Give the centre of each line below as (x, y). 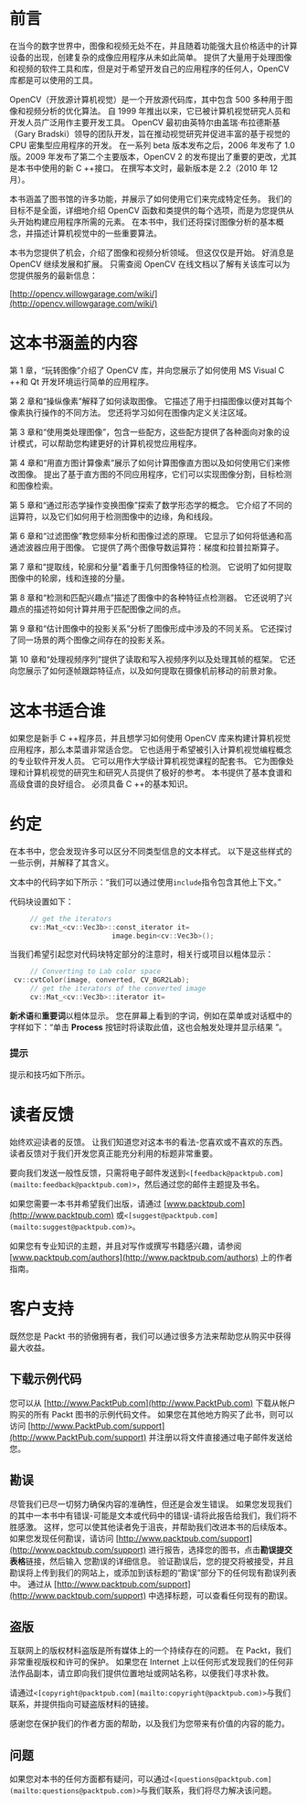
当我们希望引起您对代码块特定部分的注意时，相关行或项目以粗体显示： (142, 954)
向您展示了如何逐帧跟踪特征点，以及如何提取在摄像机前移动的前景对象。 (145, 670)
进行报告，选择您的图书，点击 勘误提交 (220, 1549)
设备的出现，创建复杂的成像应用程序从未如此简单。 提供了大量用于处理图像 (151, 57)
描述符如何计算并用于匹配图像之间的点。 (109, 609)
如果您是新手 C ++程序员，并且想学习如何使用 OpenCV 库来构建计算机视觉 (150, 738)
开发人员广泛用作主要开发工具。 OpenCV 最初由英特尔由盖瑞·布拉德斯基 (145, 122)
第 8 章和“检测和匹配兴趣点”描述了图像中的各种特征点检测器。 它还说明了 (147, 597)
